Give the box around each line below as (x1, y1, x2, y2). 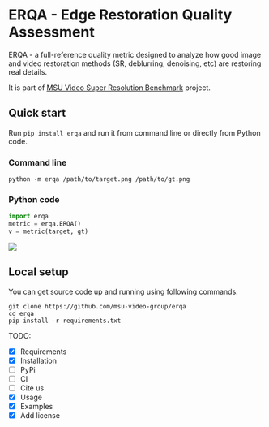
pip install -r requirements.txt (8, 317, 122, 325)
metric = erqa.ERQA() (8, 220, 82, 228)
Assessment (8, 23, 95, 41)
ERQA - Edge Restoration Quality (8, 6, 233, 24)
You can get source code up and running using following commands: (8, 287, 239, 296)
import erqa (8, 213, 49, 221)
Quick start (8, 106, 66, 120)
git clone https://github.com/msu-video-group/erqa (8, 302, 186, 310)
